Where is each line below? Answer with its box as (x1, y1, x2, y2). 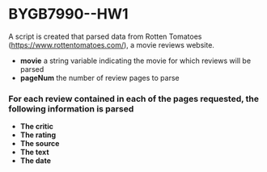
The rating (19, 130, 57, 140)
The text (19, 147, 50, 157)
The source (19, 139, 60, 149)
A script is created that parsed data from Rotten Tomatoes (8, 31, 202, 41)
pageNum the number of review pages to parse (19, 73, 180, 82)
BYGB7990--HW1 (8, 5, 129, 23)
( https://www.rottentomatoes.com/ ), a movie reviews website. (8, 40, 214, 49)
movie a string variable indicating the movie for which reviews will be (19, 56, 252, 65)
